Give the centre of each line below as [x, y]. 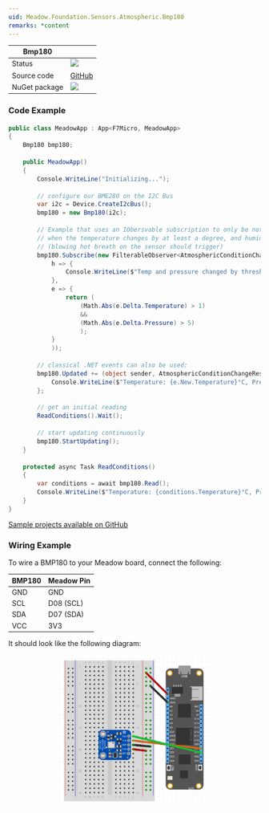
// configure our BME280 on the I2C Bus [105, 196]
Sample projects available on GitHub [68, 524]
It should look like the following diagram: [75, 644]
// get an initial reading [82, 408]
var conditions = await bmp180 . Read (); [104, 484]
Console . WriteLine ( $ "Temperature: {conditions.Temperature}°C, [145, 492]
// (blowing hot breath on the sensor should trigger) [130, 246]
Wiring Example [40, 545]
